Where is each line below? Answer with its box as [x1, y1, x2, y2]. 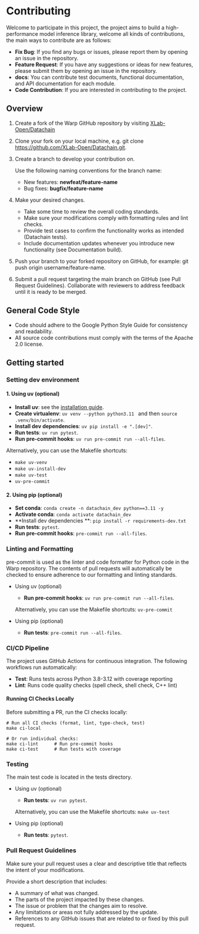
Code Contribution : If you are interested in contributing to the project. [14, 86, 187, 93]
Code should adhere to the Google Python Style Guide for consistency [14, 321, 188, 328]
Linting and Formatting [6, 545, 73, 553]
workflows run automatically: [6, 663, 77, 671]
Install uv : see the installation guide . [14, 404, 104, 411]
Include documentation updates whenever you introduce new [23, 239, 175, 247]
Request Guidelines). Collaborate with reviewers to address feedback [14, 282, 185, 289]
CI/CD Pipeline [6, 644, 49, 652]
